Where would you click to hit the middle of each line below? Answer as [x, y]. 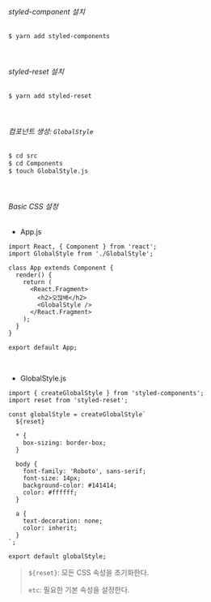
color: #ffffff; [51, 493]
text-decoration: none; [63, 521]
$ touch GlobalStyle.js [49, 171]
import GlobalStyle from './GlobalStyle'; [81, 254]
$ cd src [23, 156]
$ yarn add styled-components [59, 37]
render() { [34, 275]
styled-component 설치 [47, 11]
